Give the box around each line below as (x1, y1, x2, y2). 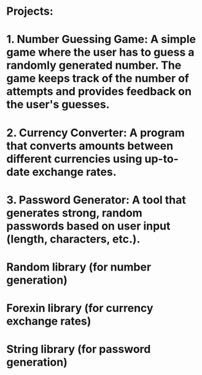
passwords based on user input (6, 219, 171, 233)
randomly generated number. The (6, 58, 182, 72)
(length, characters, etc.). (6, 232, 141, 246)
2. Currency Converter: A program (6, 126, 185, 139)
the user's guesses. (6, 98, 110, 112)
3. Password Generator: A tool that (6, 193, 186, 207)
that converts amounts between (6, 139, 174, 153)
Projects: (6, 4, 53, 18)
